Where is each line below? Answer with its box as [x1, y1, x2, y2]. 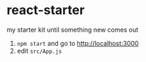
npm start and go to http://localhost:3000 [16, 39, 139, 47]
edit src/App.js [16, 46, 62, 55]
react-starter [6, 2, 85, 18]
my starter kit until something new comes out [6, 25, 139, 34]
